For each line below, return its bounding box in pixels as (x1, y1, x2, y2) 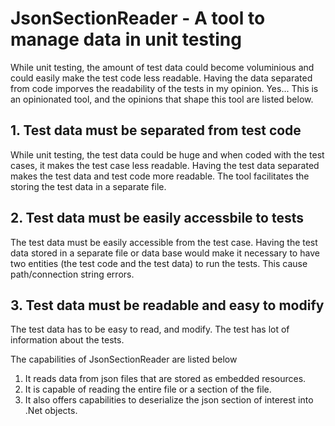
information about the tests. (10, 334, 125, 346)
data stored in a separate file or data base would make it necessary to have (10, 247, 320, 259)
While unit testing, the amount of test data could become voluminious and (10, 61, 315, 73)
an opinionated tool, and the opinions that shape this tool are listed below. (10, 93, 314, 105)
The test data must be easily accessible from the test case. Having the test (10, 236, 318, 248)
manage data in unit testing (10, 28, 242, 51)
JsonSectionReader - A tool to (10, 7, 266, 30)
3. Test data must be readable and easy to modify (10, 297, 325, 314)
